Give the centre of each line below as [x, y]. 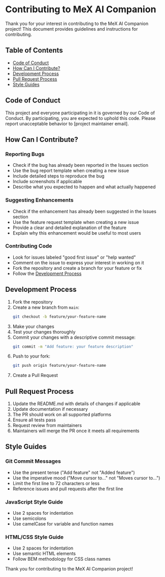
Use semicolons [29, 518]
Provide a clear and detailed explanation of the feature [70, 228]
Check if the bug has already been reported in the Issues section [80, 165]
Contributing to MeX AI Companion [81, 9]
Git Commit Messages [33, 461]
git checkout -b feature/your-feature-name [59, 317]
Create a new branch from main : [46, 307]
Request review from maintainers [47, 425]
